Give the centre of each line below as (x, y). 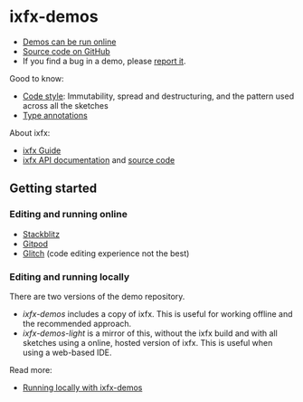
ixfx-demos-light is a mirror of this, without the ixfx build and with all (150, 333)
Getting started (53, 189)
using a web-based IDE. (67, 352)
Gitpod (35, 244)
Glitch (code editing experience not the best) (106, 253)
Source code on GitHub (66, 51)
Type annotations (55, 115)
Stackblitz (41, 234)
